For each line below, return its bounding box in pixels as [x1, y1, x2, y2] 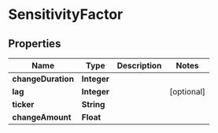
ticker [12, 99, 35, 109]
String [81, 99, 105, 109]
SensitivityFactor [8, 6, 124, 24]
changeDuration [12, 73, 75, 84]
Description [116, 61, 162, 71]
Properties [8, 37, 61, 50]
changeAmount [12, 112, 72, 123]
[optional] [168, 87, 206, 97]
